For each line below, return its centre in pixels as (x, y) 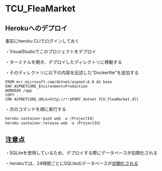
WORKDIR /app (19, 91)
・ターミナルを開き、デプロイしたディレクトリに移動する (64, 62)
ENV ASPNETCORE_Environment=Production (46, 86)
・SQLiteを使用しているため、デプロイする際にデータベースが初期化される (81, 153)
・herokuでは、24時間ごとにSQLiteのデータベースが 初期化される (72, 163)
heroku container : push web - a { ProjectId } (50, 118)
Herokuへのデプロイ (37, 28)
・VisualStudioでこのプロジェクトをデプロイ (51, 52)
